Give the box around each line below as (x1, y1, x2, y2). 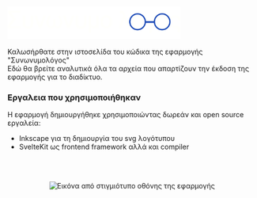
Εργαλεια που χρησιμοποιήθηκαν (7, 92, 142, 103)
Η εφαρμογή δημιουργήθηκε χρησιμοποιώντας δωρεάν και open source (7, 109, 244, 119)
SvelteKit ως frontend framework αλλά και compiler (18, 142, 190, 151)
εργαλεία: (7, 118, 41, 128)
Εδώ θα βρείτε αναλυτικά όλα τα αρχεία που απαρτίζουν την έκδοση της (7, 63, 250, 73)
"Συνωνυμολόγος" (7, 55, 70, 65)
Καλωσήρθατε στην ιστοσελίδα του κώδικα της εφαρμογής (7, 47, 203, 56)
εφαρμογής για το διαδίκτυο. (7, 72, 103, 82)
